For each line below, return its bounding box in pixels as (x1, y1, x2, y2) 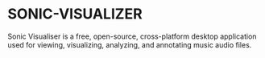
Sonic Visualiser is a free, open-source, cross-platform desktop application (7, 31, 257, 41)
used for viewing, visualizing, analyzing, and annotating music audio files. (7, 39, 252, 49)
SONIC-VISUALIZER (7, 5, 143, 23)
